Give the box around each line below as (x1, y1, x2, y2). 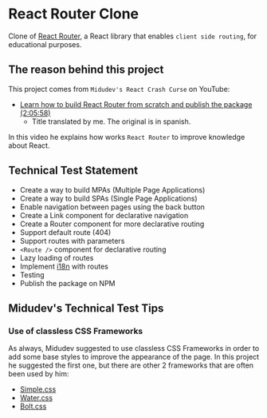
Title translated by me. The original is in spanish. (31, 117, 191, 126)
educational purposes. (8, 39, 82, 49)
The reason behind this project (8, 63, 164, 77)
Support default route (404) (19, 227, 112, 237)
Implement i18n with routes (19, 261, 109, 271)
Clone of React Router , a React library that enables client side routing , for (8, 31, 257, 41)
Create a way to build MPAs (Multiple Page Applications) (19, 185, 206, 194)
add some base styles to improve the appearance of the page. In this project (8, 352, 260, 362)
